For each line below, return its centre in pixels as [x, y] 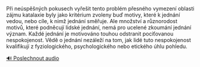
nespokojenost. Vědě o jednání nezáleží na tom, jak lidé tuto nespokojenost [99, 40]
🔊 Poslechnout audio [33, 58]
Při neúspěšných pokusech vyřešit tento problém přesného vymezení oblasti [100, 9]
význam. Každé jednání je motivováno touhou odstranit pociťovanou [90, 34]
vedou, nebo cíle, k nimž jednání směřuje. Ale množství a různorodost [92, 21]
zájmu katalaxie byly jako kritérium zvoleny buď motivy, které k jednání [93, 15]
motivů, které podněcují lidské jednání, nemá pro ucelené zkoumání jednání [99, 27]
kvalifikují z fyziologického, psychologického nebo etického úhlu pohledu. [97, 46]
